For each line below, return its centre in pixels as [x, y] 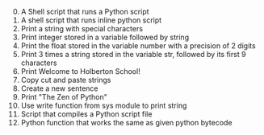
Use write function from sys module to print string [104, 105]
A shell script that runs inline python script [91, 20]
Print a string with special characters [82, 29]
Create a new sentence [59, 88]
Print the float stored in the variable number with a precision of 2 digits [138, 46]
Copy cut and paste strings [66, 80]
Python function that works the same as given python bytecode [126, 123]
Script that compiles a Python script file [86, 114]
